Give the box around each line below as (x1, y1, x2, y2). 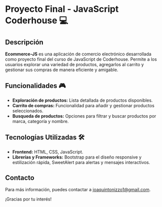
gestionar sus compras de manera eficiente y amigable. (5, 67, 119, 73)
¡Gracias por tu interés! (5, 196, 52, 202)
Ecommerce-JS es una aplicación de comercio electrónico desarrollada (5, 51, 152, 57)
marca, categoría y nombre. (12, 118, 69, 124)
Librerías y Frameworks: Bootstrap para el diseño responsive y (12, 154, 142, 160)
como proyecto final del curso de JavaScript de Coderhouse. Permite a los (5, 56, 157, 62)
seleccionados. (12, 108, 43, 114)
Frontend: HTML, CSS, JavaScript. (12, 149, 83, 155)
